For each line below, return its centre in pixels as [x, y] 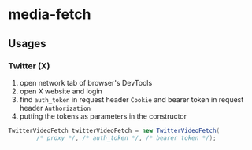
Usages [27, 44]
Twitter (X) [29, 66]
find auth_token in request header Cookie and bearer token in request [132, 99]
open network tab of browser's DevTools [86, 82]
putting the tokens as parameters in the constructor [103, 116]
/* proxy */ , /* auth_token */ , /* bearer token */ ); [126, 138]
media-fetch [50, 15]
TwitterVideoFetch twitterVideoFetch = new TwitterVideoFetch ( [114, 130]
